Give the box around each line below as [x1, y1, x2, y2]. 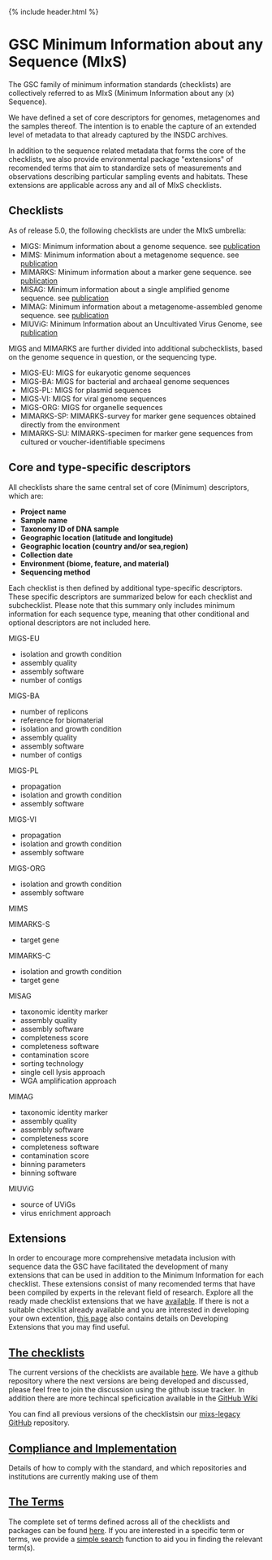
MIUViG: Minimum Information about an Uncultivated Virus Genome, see [19, 319, 263, 329]
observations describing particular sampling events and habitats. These [8, 171, 248, 181]
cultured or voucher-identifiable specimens [19, 437, 166, 447]
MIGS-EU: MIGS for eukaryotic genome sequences [19, 368, 191, 378]
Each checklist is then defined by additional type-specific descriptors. [8, 583, 243, 592]
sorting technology [19, 1058, 84, 1068]
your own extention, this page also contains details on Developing [8, 1313, 229, 1323]
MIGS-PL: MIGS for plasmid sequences [19, 385, 152, 395]
